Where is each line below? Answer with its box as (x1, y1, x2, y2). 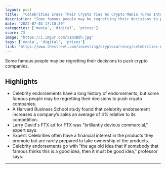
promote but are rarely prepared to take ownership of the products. (12, 138, 149, 144)
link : (5, 44, 16, 49)
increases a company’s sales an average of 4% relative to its (12, 112, 136, 117)
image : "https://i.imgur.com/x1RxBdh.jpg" (5, 35, 94, 40)
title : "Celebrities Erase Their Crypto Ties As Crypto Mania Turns (5, 12, 152, 17)
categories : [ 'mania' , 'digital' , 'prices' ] (5, 26, 98, 31)
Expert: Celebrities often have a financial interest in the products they (12, 132, 154, 139)
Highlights (5, 77, 38, 86)
